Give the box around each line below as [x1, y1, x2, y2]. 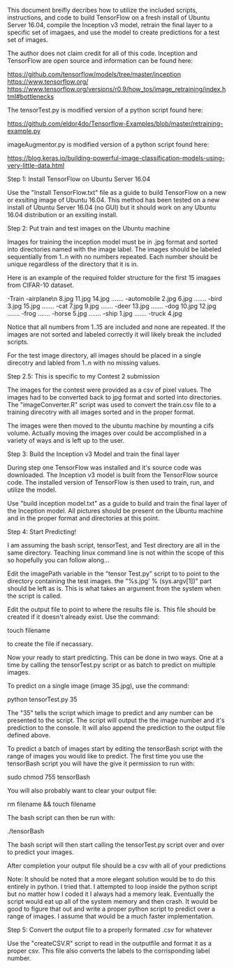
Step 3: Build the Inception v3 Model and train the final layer [7, 450, 180, 458]
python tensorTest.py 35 [7, 695, 78, 703]
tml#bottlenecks [7, 92, 54, 101]
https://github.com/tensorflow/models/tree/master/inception [7, 70, 182, 78]
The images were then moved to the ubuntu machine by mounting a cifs [7, 422, 214, 430]
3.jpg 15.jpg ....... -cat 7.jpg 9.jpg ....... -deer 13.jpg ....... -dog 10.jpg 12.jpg [7, 302, 217, 310]
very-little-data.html [7, 161, 65, 170]
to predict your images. [7, 848, 75, 856]
